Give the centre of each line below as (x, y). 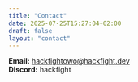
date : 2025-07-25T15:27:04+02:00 (65, 23)
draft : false (30, 31)
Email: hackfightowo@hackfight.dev (69, 61)
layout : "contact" (39, 38)
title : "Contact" (38, 16)
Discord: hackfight (40, 70)
